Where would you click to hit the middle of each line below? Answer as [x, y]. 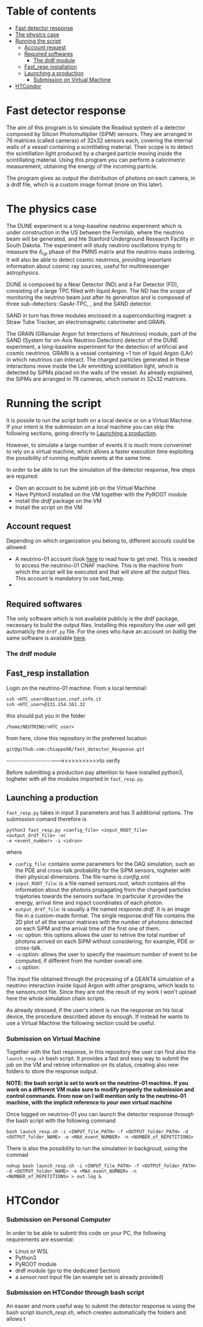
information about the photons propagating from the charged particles [103, 890]
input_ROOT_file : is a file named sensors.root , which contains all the [100, 883]
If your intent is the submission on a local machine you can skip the [90, 427]
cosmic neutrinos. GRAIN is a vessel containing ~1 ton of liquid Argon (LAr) [100, 353]
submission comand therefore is [46, 819]
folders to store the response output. [52, 1071]
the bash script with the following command [61, 1121]
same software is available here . [46, 638]
